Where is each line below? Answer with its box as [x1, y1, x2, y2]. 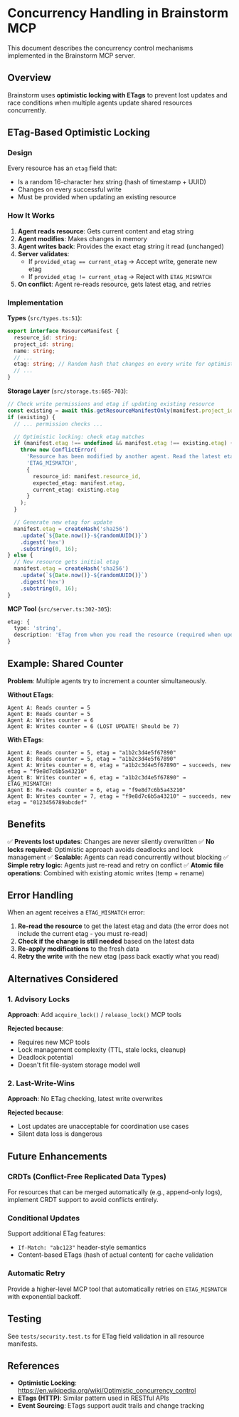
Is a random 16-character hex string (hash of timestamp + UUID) [17, 178, 206, 186]
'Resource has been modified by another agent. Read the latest [26, 453, 221, 460]
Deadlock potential [17, 1053, 73, 1062]
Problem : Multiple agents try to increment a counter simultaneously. [7, 676, 207, 685]
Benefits [7, 818, 46, 831]
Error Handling [7, 890, 73, 902]
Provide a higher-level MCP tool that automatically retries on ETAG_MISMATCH [7, 1285, 228, 1293]
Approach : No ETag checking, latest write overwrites [7, 1095, 164, 1103]
